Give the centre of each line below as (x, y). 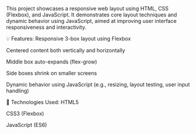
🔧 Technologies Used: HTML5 (43, 102)
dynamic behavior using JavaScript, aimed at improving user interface (92, 21)
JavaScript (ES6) (27, 125)
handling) (18, 91)
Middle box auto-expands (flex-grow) (52, 62)
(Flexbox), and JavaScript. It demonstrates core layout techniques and (92, 15)
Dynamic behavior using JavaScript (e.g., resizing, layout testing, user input (98, 84)
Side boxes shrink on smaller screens (52, 73)
